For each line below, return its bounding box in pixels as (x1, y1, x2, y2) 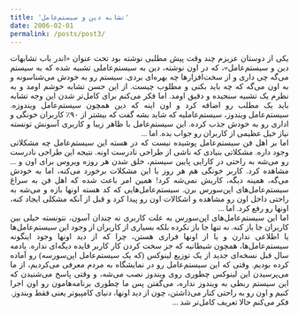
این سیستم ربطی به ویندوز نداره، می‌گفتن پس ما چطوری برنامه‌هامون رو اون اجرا (10, 279, 289, 289)
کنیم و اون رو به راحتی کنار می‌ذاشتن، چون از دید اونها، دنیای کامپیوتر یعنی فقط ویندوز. (11, 289, 289, 298)
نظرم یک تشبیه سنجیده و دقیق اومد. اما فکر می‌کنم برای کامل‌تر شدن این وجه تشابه (10, 92, 289, 102)
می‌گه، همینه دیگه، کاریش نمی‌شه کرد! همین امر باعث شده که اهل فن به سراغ (10, 176, 289, 185)
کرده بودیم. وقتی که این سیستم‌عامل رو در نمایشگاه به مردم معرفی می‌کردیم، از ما (10, 260, 289, 270)
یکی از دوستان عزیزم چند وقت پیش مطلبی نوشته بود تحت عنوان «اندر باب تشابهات (10, 54, 289, 64)
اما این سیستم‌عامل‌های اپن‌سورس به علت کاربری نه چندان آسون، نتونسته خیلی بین (10, 214, 289, 223)
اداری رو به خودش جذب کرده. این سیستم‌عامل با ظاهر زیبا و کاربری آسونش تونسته (10, 120, 289, 129)
